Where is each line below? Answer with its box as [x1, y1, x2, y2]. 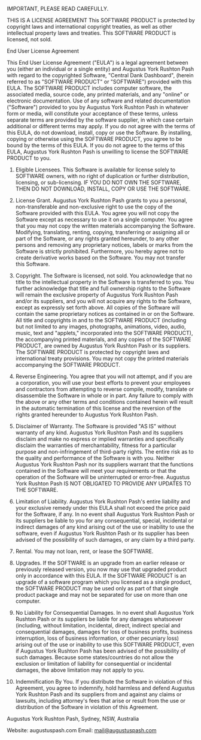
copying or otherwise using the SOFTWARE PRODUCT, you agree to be [7, 135, 182, 143]
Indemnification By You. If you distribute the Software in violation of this [15, 678, 193, 685]
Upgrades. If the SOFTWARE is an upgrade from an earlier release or [15, 560, 185, 566]
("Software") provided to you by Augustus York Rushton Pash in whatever [7, 104, 188, 110]
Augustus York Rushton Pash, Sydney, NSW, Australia [7, 715, 139, 722]
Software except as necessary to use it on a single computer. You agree [15, 216, 193, 223]
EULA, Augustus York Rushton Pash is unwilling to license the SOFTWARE [7, 148, 189, 155]
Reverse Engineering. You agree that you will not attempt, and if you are [15, 373, 193, 380]
